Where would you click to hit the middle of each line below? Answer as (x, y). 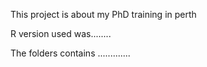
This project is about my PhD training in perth (103, 14)
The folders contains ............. (70, 53)
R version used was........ (61, 33)
